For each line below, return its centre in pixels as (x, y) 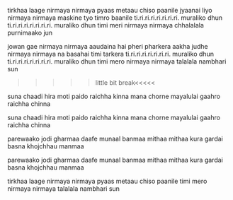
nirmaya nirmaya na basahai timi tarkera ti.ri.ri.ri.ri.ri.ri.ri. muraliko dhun (111, 54)
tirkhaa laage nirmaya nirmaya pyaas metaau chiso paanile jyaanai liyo (110, 10)
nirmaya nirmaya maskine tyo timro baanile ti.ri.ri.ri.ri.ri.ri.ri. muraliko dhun (115, 18)
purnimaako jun (30, 33)
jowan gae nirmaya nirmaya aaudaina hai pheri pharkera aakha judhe (108, 46)
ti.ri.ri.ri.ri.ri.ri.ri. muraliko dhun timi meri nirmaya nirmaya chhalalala (106, 25)
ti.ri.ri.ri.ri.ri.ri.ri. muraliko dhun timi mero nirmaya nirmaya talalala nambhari (117, 61)
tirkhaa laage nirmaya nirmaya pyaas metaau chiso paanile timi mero (107, 181)
